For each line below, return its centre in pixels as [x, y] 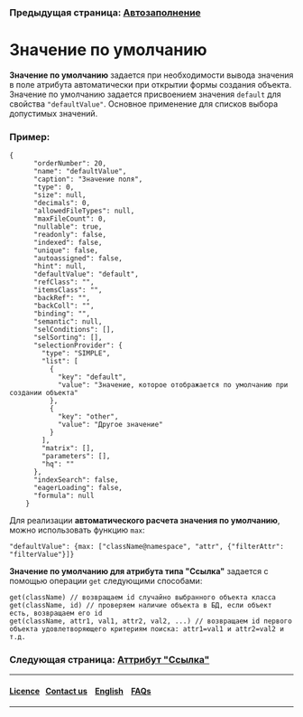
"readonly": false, [69, 235]
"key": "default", [92, 377]
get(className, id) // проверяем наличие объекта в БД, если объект [141, 606]
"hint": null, [60, 267]
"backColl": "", [64, 306]
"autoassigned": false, [78, 259]
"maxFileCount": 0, [69, 219]
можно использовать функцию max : [78, 530]
